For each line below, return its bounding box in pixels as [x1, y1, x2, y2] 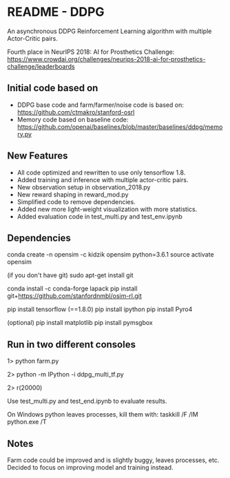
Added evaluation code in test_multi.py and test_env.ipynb [17, 212, 182, 221]
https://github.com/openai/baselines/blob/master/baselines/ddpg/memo [17, 122, 223, 131]
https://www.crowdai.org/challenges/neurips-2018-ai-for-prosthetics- [7, 54, 206, 63]
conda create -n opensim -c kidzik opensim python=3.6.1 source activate [7, 250, 215, 259]
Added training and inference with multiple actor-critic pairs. [17, 175, 189, 183]
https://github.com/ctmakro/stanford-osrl [17, 108, 135, 116]
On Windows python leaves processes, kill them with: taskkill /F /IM [7, 410, 198, 419]
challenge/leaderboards [7, 62, 75, 70]
